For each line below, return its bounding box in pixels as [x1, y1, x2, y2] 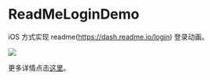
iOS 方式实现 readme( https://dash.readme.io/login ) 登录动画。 [8, 32, 210, 41]
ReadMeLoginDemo [8, 5, 140, 23]
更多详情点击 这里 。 [8, 63, 71, 72]
